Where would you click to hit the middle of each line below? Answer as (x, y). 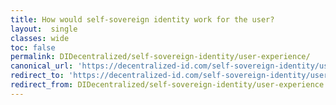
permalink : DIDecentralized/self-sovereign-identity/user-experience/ (160, 57)
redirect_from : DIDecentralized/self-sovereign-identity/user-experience (167, 85)
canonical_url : (42, 66)
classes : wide (40, 38)
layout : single (44, 29)
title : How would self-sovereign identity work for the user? (142, 19)
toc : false (33, 47)
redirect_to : (37, 76)
